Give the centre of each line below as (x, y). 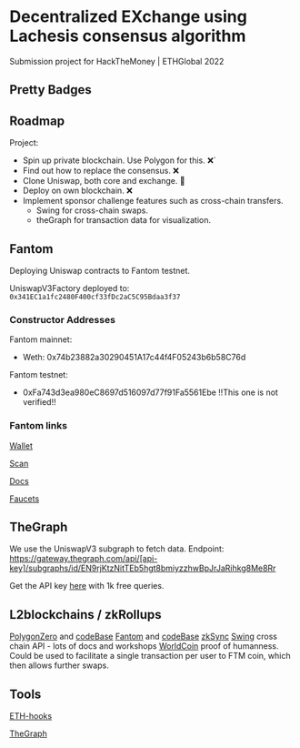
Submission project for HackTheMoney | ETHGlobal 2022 (117, 61)
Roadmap (37, 121)
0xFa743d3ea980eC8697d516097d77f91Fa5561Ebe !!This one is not (150, 392)
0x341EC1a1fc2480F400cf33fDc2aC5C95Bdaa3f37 (95, 297)
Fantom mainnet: (41, 339)
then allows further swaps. (59, 665)
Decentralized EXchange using (128, 17)
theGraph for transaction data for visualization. (124, 220)
